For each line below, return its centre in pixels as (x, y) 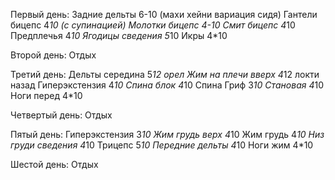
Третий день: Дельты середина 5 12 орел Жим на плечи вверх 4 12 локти (165, 74)
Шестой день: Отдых (54, 164)
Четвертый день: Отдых (61, 115)
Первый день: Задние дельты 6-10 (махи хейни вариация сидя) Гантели (164, 14)
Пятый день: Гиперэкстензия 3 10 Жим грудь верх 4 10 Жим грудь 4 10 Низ (167, 134)
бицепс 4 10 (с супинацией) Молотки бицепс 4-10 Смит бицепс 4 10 (153, 25)
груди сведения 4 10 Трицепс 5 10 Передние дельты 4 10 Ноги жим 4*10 (162, 145)
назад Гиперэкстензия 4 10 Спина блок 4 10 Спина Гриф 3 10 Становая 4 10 (167, 85)
